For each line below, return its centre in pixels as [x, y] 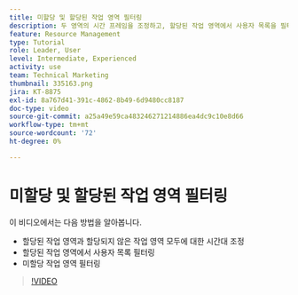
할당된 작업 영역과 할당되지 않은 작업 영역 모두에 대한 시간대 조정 [133, 241]
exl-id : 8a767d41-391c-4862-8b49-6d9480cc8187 [97, 100]
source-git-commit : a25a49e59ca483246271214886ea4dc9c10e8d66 [126, 116]
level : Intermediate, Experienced [73, 59]
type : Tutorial [37, 42]
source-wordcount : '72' [53, 133]
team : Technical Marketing [59, 76]
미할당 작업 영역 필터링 [61, 263]
